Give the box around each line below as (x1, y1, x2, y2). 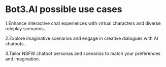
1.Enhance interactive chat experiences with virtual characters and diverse (5, 20, 161, 26)
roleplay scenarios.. (5, 25, 47, 31)
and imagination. (5, 55, 40, 61)
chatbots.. (5, 40, 26, 46)
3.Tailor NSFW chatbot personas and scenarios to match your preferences (5, 50, 161, 56)
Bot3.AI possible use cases (5, 4, 122, 15)
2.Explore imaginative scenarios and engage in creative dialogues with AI (5, 35, 158, 41)
